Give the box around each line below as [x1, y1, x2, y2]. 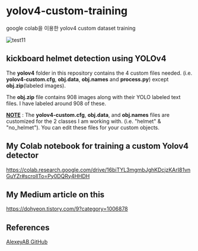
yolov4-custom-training [6, 4, 128, 18]
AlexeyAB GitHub [6, 239, 48, 246]
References [6, 223, 50, 233]
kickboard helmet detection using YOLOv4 [6, 53, 167, 63]
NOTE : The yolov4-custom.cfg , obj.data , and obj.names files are [6, 111, 170, 118]
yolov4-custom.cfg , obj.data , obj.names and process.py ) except [6, 75, 169, 82]
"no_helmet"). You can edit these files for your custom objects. [6, 123, 160, 131]
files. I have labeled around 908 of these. [6, 100, 107, 107]
